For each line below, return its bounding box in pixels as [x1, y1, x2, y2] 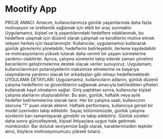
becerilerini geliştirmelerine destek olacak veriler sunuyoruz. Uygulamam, [5, 61, 153, 67]
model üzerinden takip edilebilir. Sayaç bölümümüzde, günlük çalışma [5, 107, 145, 113]
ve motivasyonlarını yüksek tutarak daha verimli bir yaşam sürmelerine [5, 50, 146, 57]
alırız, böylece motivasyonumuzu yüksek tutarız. [5, 128, 102, 134]
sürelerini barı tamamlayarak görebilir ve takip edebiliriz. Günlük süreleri [5, 113, 149, 119]
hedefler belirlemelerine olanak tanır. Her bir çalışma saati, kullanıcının [5, 97, 145, 103]
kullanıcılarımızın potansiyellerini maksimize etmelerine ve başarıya [5, 66, 140, 72]
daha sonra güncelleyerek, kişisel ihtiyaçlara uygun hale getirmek [5, 118, 136, 124]
